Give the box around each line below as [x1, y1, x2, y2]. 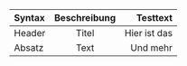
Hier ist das [125, 27, 173, 39]
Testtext [136, 12, 173, 24]
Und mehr [130, 42, 173, 53]
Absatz [14, 42, 44, 53]
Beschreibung [53, 12, 117, 24]
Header [14, 27, 46, 39]
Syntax [14, 12, 45, 24]
